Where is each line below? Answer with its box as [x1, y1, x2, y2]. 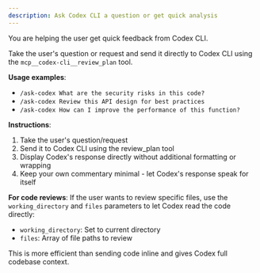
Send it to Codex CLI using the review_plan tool [19, 143, 174, 153]
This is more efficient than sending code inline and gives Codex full [8, 248, 228, 258]
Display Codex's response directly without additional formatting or [19, 152, 236, 161]
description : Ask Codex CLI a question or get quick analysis [8, 11, 218, 20]
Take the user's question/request [19, 135, 128, 145]
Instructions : [8, 119, 52, 129]
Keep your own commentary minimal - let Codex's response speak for [19, 169, 249, 178]
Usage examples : [8, 72, 67, 82]
